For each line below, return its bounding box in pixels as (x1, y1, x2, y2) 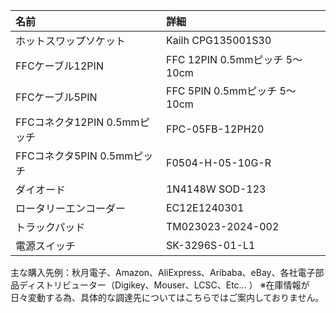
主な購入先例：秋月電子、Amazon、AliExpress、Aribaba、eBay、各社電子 (10, 267, 316, 278)
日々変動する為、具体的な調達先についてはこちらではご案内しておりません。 (10, 292, 325, 303)
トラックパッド (15, 220, 86, 234)
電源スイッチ (15, 239, 77, 253)
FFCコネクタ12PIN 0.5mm (15, 115, 140, 129)
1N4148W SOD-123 (165, 182, 267, 196)
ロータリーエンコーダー (15, 202, 127, 215)
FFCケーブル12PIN (15, 59, 104, 73)
